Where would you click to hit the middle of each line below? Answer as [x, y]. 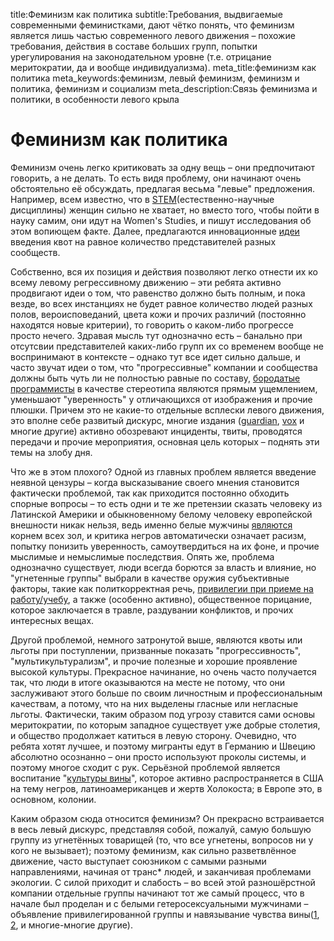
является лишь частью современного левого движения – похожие [153, 35]
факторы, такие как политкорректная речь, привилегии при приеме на [162, 588]
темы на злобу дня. [51, 452]
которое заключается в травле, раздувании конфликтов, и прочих [152, 610]
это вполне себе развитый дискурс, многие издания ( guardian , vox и [157, 420]
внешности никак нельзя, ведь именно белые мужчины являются [151, 525]
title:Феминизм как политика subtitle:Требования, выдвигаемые [146, 14]
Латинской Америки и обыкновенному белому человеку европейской [161, 514]
